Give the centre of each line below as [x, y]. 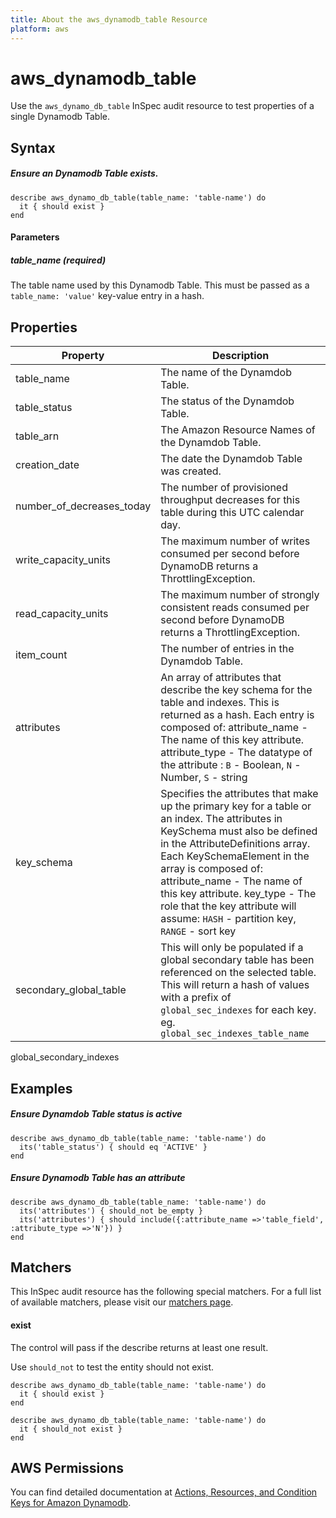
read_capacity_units [62, 614]
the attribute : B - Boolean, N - [231, 765]
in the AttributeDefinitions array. [235, 844]
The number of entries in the [227, 649]
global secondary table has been [237, 960]
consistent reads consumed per [235, 608]
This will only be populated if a [232, 948]
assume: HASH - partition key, [228, 919]
